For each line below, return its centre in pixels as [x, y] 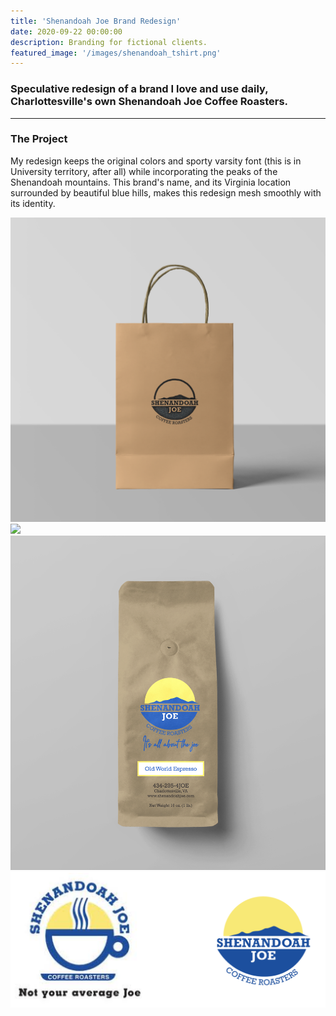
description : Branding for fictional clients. [109, 42]
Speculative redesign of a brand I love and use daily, [139, 89]
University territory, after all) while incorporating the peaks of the [144, 171]
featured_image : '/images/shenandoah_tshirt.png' [116, 53]
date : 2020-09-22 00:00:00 [66, 31]
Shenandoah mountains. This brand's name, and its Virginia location [151, 182]
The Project [39, 139]
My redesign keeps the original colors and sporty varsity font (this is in [156, 161]
